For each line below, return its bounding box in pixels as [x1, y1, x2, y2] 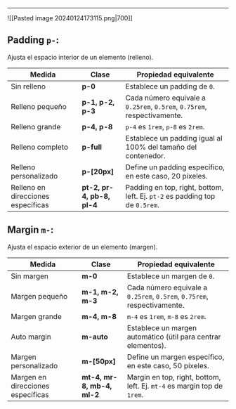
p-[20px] [81, 167, 114, 176]
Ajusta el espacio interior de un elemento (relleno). [7, 53, 154, 61]
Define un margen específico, [126, 352, 225, 362]
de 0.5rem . [125, 200, 159, 209]
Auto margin [11, 332, 51, 342]
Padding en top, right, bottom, [125, 182, 224, 192]
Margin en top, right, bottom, [126, 372, 221, 382]
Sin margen [11, 271, 49, 281]
